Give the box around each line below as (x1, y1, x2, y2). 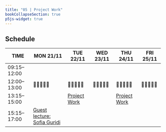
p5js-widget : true (5, 16, 43, 21)
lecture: (33, 113, 51, 120)
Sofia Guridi (33, 119, 61, 126)
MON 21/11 (34, 52, 63, 59)
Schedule (5, 35, 36, 43)
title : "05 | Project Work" (5, 7, 63, 12)
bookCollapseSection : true (5, 12, 61, 17)
